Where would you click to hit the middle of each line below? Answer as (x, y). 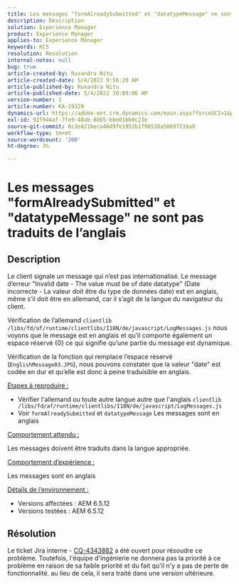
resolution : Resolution (43, 54)
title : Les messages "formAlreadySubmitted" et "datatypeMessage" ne (113, 14)
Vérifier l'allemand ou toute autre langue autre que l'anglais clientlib (119, 400)
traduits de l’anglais (67, 233)
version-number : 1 (34, 100)
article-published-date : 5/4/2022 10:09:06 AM (78, 93)
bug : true (22, 67)
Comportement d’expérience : (51, 462)
